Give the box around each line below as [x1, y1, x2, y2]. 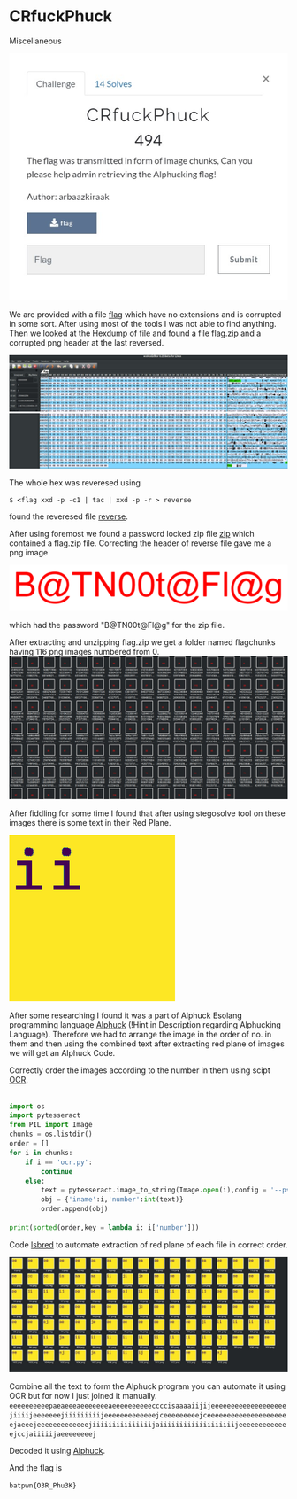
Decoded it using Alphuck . [9, 1446, 106, 1456]
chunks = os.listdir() [9, 1130, 93, 1139]
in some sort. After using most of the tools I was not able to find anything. [9, 318, 277, 329]
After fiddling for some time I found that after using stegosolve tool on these [9, 808, 286, 819]
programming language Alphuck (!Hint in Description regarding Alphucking [9, 1019, 281, 1029]
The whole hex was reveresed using [9, 477, 141, 488]
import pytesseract [9, 1111, 81, 1120]
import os [9, 1101, 46, 1111]
